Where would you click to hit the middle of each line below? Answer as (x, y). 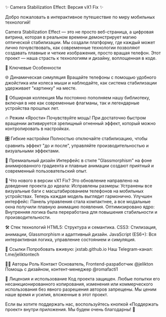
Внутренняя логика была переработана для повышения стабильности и (81, 212)
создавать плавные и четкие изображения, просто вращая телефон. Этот (83, 53)
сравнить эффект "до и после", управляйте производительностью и (77, 146)
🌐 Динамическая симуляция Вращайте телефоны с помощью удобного (81, 77)
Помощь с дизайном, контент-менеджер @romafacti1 (62, 269)
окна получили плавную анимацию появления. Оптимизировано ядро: (80, 207)
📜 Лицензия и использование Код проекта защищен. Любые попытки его (83, 279)
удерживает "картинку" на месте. (41, 88)
